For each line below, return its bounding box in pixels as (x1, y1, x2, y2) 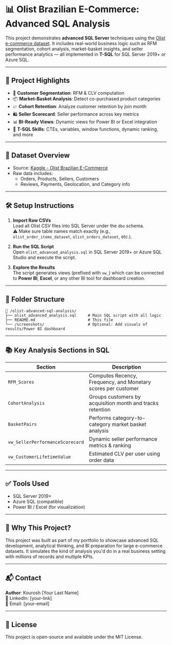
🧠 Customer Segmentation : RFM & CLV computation (12, 90, 124, 96)
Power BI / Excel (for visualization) (12, 504, 85, 510)
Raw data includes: (12, 170, 53, 176)
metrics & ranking (89, 442, 132, 449)
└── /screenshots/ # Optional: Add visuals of (5, 322, 147, 327)
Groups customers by (89, 393, 141, 400)
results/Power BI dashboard (5, 327, 66, 332)
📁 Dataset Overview (5, 151, 70, 160)
